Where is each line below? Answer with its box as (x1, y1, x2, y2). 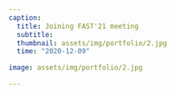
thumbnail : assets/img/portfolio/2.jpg (16, 38, 168, 48)
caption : (8, 13, 42, 23)
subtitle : (16, 30, 54, 39)
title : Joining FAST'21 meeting (16, 22, 140, 31)
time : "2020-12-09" (16, 47, 91, 56)
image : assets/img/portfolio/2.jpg (8, 63, 143, 72)
